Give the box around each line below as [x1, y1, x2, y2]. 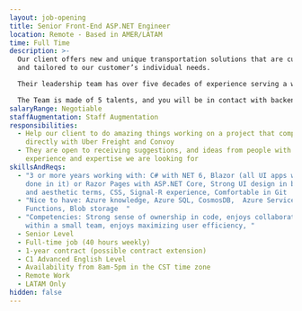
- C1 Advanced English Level [17, 254, 127, 263]
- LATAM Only [17, 280, 67, 289]
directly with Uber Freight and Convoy [25, 138, 175, 147]
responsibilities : [9, 120, 78, 130]
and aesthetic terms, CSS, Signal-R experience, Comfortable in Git [25, 188, 288, 197]
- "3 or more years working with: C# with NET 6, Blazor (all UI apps [17, 171, 288, 180]
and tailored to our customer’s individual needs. [17, 64, 211, 73]
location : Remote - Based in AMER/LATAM [9, 30, 164, 39]
